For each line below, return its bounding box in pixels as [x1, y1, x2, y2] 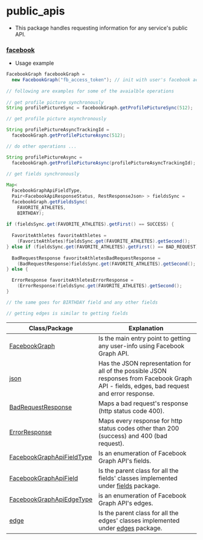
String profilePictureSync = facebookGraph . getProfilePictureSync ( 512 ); [6, 105, 193, 111]
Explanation [129, 324, 164, 332]
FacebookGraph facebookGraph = [6, 71, 85, 77]
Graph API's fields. [98, 457, 152, 465]
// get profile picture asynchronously [6, 116, 107, 122]
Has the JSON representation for [98, 359, 192, 367]
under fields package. [98, 481, 161, 490]
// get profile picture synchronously [6, 99, 104, 105]
